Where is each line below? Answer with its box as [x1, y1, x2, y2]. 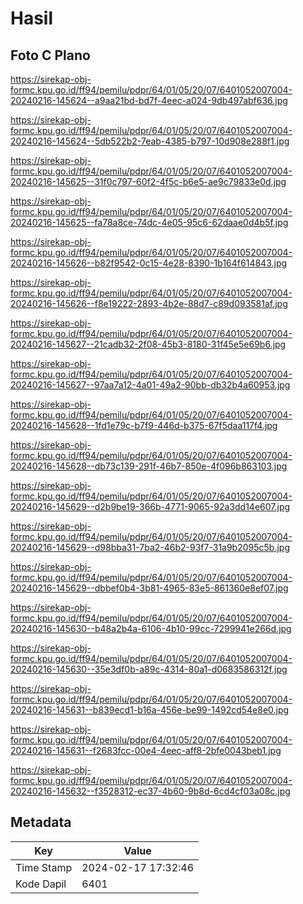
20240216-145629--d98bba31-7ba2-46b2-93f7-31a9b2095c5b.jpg [10, 542, 291, 553]
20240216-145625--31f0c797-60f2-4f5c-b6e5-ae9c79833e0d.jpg [10, 176, 287, 187]
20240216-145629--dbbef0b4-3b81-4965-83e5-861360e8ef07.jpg [10, 582, 289, 594]
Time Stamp [15, 860, 73, 874]
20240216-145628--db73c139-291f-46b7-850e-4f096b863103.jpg [10, 460, 288, 472]
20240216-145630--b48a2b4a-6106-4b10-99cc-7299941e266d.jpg [10, 623, 292, 634]
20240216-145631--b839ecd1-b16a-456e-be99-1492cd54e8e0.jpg [10, 704, 290, 716]
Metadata [10, 814, 72, 831]
